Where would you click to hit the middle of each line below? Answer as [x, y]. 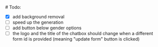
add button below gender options [47, 28]
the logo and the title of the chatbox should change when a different [83, 34]
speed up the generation [38, 22]
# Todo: [13, 7]
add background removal [38, 17]
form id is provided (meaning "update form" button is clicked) [76, 39]
